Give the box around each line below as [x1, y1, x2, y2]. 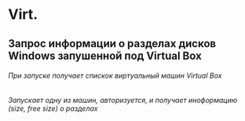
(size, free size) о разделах [8, 104, 98, 113]
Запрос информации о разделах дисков [8, 37, 217, 50]
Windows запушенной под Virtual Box [8, 49, 202, 62]
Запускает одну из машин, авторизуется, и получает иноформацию [8, 95, 238, 104]
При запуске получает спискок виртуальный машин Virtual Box [8, 71, 222, 80]
